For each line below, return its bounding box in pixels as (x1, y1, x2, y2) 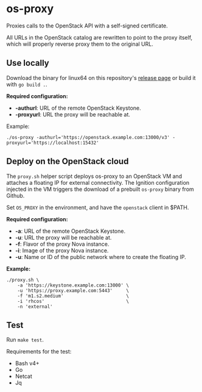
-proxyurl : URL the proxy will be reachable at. (15, 110, 131, 118)
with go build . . (6, 80, 47, 88)
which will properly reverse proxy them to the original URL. (6, 40, 153, 48)
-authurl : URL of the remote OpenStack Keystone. (15, 104, 141, 112)
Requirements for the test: (6, 348, 72, 355)
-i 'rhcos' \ (17, 298, 130, 304)
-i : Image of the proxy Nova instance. (15, 246, 109, 254)
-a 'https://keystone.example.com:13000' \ (17, 282, 130, 288)
